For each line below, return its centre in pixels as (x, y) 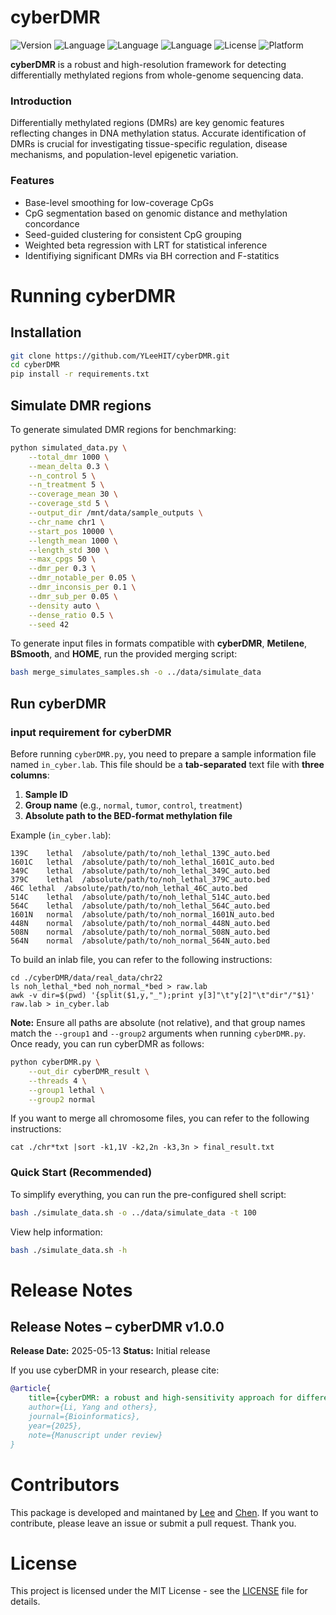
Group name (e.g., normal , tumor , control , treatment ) (133, 805)
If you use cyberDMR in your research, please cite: (115, 1370)
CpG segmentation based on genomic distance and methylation (156, 213)
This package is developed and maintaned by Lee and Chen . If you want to (164, 1512)
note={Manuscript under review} (95, 1435)
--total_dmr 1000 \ (69, 457)
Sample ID (46, 795)
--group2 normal (62, 1099)
